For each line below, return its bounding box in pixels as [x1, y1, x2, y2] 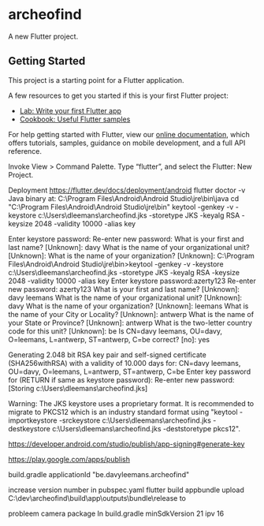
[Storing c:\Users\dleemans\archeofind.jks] [8, 383, 148, 393]
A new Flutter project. [8, 32, 79, 41]
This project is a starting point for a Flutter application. [8, 75, 184, 84]
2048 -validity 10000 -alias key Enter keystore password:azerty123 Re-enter [8, 276, 256, 285]
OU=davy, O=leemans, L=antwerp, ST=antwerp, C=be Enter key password [8, 367, 251, 376]
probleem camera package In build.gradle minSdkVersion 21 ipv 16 [8, 509, 225, 518]
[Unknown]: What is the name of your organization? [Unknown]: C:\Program [8, 251, 255, 260]
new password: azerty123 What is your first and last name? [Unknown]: [8, 284, 240, 293]
